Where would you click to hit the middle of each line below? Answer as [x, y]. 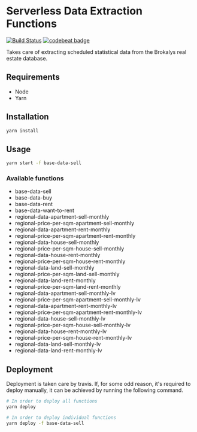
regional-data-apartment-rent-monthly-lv [66, 306]
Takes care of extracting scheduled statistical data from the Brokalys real [96, 52]
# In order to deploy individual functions [61, 418]
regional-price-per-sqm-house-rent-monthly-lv [73, 338]
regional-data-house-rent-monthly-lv [61, 331]
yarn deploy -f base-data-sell [45, 423]
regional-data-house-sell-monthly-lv [60, 319]
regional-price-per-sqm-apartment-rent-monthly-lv [78, 312]
